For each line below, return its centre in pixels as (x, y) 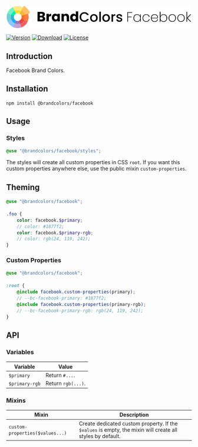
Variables (20, 352)
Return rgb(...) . (65, 383)
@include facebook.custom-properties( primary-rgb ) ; (81, 304)
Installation (27, 89)
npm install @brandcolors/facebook (50, 103)
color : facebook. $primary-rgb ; (55, 233)
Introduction (29, 56)
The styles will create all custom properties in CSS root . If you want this (93, 162)
